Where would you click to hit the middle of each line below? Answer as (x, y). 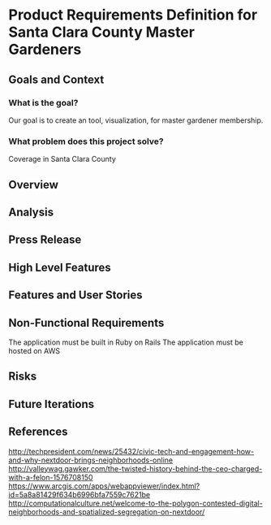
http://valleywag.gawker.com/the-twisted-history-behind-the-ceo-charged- (135, 468)
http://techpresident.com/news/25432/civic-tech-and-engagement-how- (131, 451)
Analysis (31, 212)
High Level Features (60, 267)
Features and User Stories (76, 295)
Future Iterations (52, 404)
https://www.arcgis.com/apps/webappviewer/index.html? (104, 486)
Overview (34, 184)
